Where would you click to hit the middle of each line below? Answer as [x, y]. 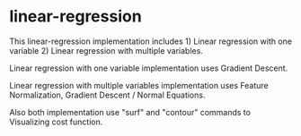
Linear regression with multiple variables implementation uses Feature [139, 85]
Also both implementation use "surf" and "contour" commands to [130, 112]
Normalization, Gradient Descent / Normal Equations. [107, 95]
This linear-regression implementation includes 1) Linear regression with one [151, 41]
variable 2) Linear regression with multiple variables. [106, 50]
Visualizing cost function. [56, 122]
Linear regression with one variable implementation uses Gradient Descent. [149, 68]
